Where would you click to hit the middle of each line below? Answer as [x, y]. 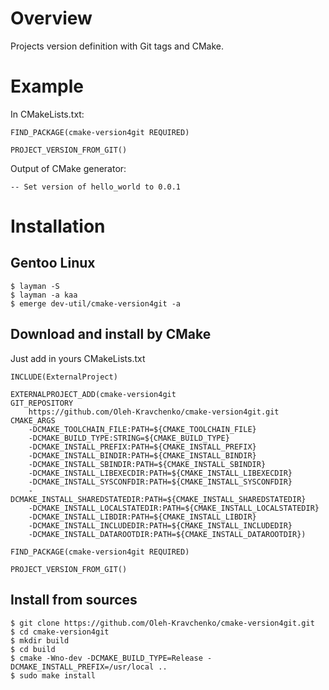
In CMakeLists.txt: [47, 114]
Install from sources [74, 600]
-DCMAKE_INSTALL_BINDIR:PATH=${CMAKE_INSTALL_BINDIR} [142, 455]
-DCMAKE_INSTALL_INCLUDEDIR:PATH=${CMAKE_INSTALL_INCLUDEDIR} [160, 525]
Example [47, 86]
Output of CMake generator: [68, 168]
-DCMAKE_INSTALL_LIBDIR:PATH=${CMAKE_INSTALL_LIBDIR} [142, 517]
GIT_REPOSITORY [42, 403]
